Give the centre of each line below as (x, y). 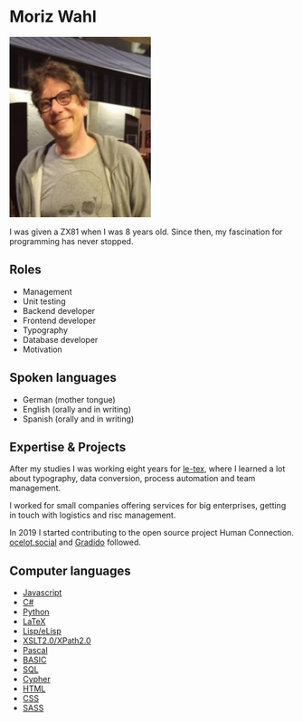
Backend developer (59, 310)
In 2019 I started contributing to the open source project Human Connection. (151, 533)
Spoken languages (63, 378)
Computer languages (70, 570)
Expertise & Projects (68, 446)
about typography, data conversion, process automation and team (133, 479)
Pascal (35, 651)
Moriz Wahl (53, 17)
